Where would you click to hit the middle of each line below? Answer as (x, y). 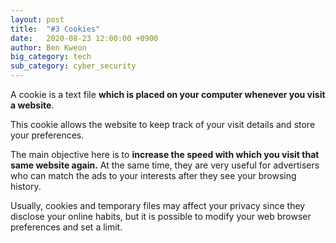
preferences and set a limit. (66, 227)
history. (26, 186)
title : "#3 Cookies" (55, 29)
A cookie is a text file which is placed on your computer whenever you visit (168, 94)
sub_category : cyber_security (73, 66)
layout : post (37, 19)
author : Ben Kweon (48, 47)
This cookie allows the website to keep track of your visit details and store (163, 124)
